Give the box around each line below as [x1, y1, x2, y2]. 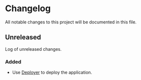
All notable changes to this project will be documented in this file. [5, 19, 137, 25]
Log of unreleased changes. [5, 46, 62, 52]
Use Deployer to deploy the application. [12, 69, 92, 76]
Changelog [5, 3, 51, 14]
